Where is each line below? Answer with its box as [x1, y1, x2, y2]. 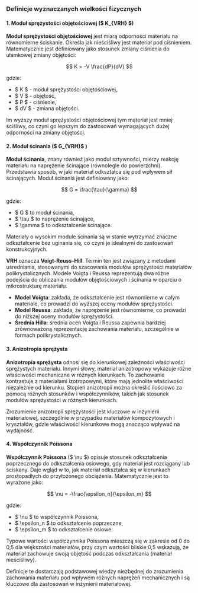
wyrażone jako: [6, 479, 43, 486]
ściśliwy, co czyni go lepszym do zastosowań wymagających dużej [6, 123, 170, 130]
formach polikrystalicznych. [14, 331, 83, 339]
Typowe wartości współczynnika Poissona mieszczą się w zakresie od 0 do [6, 537, 190, 544]
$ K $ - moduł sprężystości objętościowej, [14, 86, 118, 93]
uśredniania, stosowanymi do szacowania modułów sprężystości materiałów [6, 263, 192, 271]
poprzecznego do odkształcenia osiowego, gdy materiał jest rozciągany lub [6, 460, 190, 467]
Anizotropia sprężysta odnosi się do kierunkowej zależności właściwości [6, 358, 185, 366]
